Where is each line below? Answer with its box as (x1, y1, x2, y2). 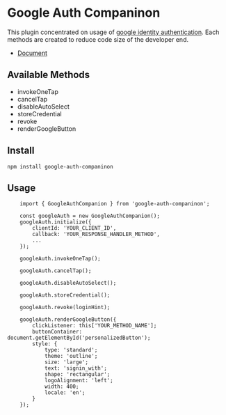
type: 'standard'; (44, 347, 98, 354)
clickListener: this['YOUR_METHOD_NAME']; (32, 322, 157, 329)
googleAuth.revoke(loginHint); (19, 304, 111, 311)
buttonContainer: (32, 329, 82, 336)
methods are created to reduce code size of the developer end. (7, 35, 189, 43)
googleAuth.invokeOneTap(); (19, 256, 101, 263)
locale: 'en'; (44, 389, 86, 396)
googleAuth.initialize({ (19, 219, 92, 226)
